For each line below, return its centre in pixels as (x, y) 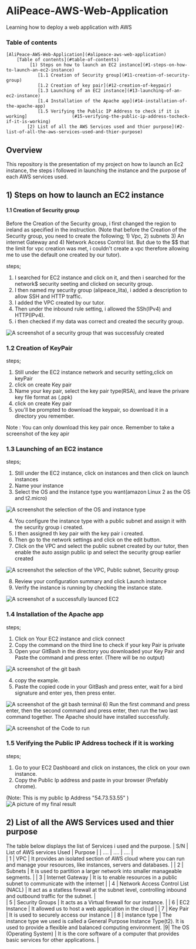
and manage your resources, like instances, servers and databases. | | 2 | (95, 865)
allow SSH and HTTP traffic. (48, 296)
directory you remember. (45, 416)
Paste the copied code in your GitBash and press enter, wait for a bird (99, 686)
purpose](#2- (169, 127)
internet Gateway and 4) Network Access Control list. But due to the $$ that (98, 242)
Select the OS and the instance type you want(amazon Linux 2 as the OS (102, 492)
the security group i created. (49, 527)
